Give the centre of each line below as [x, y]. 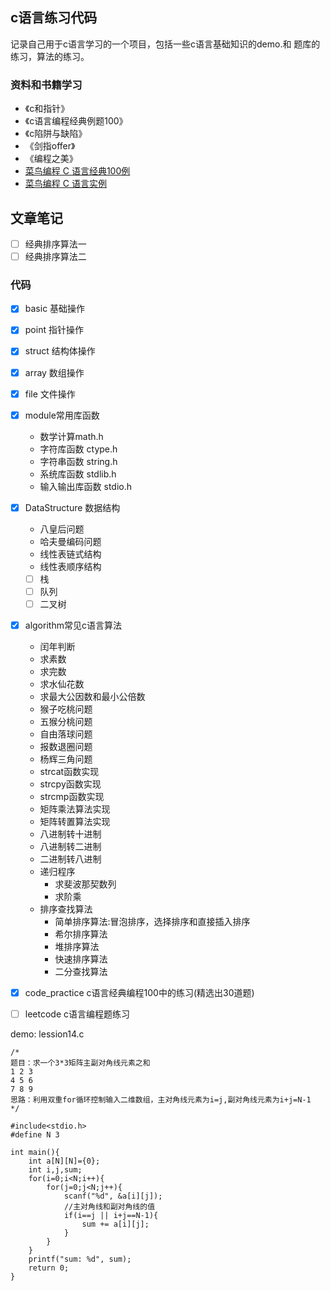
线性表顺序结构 [70, 566]
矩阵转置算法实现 [75, 822]
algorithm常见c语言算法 [73, 625]
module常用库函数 [62, 415]
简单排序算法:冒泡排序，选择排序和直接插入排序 [152, 922]
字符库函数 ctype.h [78, 449]
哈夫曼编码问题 [70, 541]
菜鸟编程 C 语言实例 [65, 184]
